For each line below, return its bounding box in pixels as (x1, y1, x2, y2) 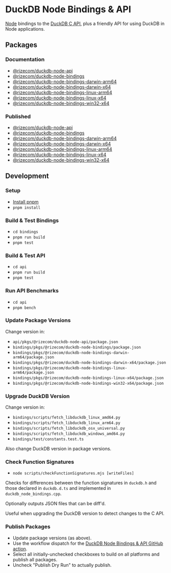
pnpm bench (12, 305, 36, 310)
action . (12, 545, 28, 552)
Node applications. (5, 26, 45, 32)
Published (5, 113, 31, 120)
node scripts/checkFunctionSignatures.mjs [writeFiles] (12, 471, 134, 476)
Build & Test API (5, 252, 45, 259)
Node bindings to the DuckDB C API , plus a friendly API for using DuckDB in (5, 20, 165, 27)
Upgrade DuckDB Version (5, 392, 70, 400)
